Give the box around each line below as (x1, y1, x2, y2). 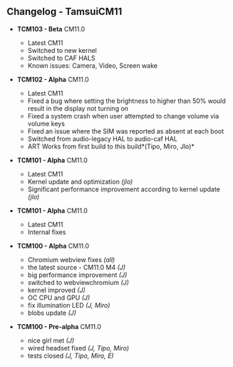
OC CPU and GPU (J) (27, 293, 90, 302)
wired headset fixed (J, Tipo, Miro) (27, 343, 130, 352)
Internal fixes (27, 228, 66, 236)
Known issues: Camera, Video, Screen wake (27, 61, 158, 70)
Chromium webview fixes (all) (27, 255, 115, 263)
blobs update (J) (27, 308, 76, 317)
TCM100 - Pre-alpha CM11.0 (16, 322, 101, 331)
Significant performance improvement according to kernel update (27, 185, 220, 193)
